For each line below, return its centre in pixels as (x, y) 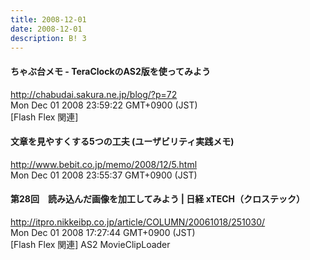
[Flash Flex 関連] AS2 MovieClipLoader (90, 244)
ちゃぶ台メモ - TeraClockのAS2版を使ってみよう (111, 71)
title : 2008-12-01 (48, 19)
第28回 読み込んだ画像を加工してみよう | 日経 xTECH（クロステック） (157, 199)
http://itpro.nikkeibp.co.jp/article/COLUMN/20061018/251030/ (138, 222)
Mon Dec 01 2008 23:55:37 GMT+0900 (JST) (104, 175)
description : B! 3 (48, 38)
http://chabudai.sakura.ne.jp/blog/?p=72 (94, 94)
